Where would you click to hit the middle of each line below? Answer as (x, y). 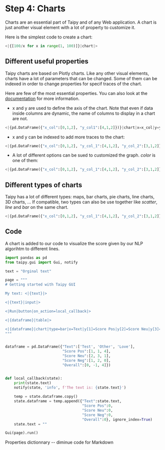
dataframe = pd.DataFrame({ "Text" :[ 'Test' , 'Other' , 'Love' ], (70, 347)
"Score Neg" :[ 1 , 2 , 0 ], (86, 360)
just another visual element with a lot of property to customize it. (70, 27)
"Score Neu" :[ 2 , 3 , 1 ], (86, 356)
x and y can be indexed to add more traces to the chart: (69, 137)
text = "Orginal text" (28, 271)
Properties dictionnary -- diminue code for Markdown (59, 442)
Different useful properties (47, 61)
